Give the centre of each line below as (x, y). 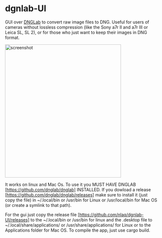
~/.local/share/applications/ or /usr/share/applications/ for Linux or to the (78, 225)
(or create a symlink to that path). (38, 205)
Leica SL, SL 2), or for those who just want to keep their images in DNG (76, 32)
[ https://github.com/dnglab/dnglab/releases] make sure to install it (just (76, 195)
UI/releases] (17, 219)
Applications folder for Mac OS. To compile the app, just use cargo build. (78, 230)
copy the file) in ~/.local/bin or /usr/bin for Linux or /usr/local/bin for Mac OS (81, 200)
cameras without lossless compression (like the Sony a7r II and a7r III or (76, 27)
